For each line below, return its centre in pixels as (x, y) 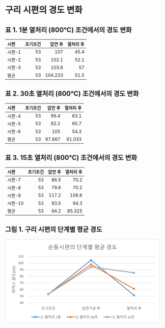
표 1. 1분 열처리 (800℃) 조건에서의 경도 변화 (69, 30)
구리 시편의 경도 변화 (44, 10)
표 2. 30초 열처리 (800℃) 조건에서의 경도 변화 (72, 94)
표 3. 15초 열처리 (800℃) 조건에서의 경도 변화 (71, 158)
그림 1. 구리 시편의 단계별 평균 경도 (54, 230)
